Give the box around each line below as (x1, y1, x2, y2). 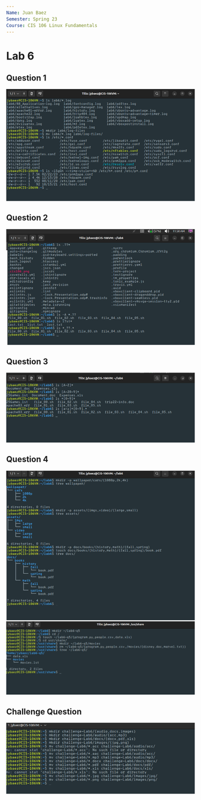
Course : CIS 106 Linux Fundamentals (6, 22, 98, 28)
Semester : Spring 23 (6, 16, 58, 22)
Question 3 (6, 356, 48, 367)
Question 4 (6, 454, 49, 465)
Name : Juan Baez (6, 10, 47, 16)
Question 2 (6, 213, 48, 223)
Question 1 (6, 73, 47, 83)
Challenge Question (6, 706, 82, 716)
